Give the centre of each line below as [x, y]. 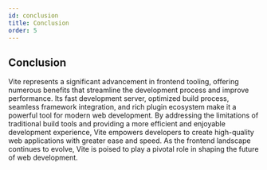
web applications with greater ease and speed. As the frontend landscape [130, 141]
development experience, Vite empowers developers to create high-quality [132, 133]
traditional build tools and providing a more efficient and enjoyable [117, 124]
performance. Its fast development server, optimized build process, [119, 99]
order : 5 [23, 30]
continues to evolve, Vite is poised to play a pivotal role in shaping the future [133, 149]
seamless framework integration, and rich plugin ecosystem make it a [122, 107]
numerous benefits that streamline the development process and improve [129, 90]
